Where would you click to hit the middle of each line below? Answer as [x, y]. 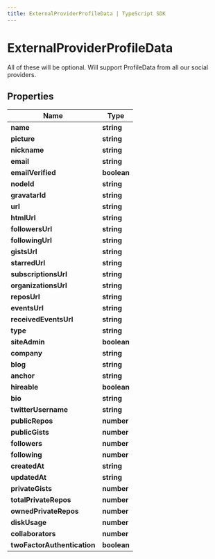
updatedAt [29, 478]
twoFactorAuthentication [53, 545]
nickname [27, 150]
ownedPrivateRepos [45, 511]
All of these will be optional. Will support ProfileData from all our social [108, 67]
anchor [23, 376]
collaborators [33, 534]
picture [23, 139]
